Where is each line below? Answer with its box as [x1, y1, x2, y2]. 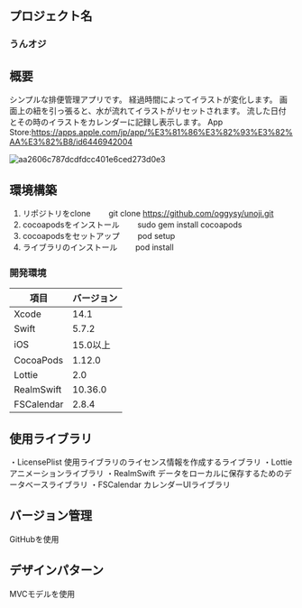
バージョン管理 [9, 508, 93, 523]
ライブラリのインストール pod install [22, 242, 174, 253]
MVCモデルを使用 [9, 588, 76, 599]
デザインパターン [9, 563, 104, 578]
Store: [9, 127, 32, 138]
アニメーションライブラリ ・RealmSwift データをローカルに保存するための [9, 468, 285, 479]
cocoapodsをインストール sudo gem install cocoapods [22, 219, 243, 230]
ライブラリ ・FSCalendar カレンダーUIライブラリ [48, 479, 232, 490]
